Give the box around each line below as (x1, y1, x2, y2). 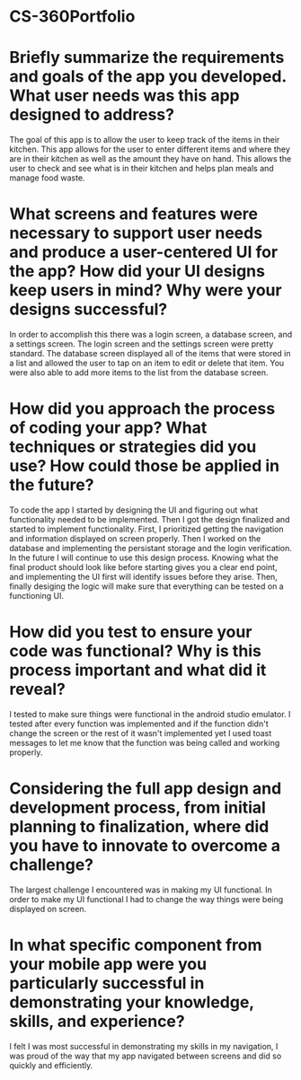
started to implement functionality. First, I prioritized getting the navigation (9, 523, 284, 534)
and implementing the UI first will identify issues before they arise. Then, (9, 572, 279, 582)
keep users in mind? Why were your (9, 280, 282, 301)
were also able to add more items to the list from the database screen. (9, 367, 269, 378)
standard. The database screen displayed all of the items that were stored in (9, 348, 291, 359)
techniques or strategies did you (9, 437, 257, 457)
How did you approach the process (9, 399, 276, 419)
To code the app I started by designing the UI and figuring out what (9, 505, 259, 515)
